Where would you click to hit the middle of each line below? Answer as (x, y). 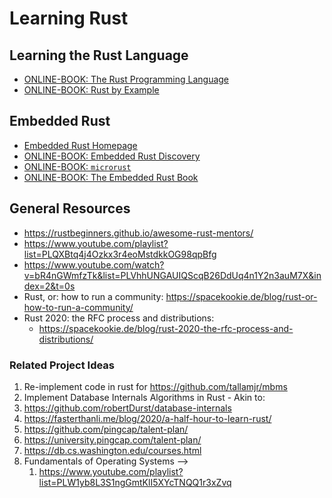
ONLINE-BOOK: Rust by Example (91, 90)
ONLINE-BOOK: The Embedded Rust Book (111, 177)
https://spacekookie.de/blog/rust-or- (241, 296)
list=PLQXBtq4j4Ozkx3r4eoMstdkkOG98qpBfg (120, 254)
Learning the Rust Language (99, 55)
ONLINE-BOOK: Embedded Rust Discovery (112, 156)
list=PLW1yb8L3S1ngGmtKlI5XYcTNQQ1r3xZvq (135, 482)
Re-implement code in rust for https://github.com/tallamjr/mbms (155, 386)
